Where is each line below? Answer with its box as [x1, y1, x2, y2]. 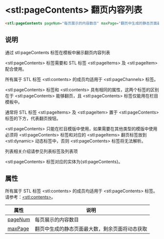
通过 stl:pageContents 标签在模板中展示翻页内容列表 [5, 49, 111, 55]
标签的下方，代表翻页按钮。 [5, 115, 61, 121]
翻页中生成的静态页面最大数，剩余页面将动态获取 [35, 225, 147, 232]
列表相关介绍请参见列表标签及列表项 [5, 148, 78, 154]
